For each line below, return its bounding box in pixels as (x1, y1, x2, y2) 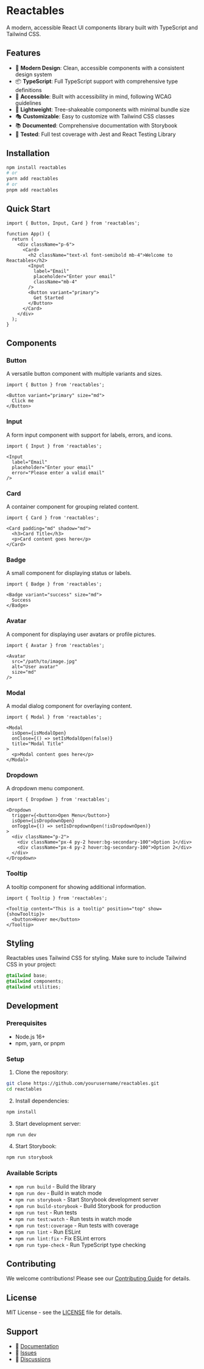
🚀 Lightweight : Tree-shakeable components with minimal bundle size (15, 105, 190, 113)
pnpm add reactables (6, 187, 59, 193)
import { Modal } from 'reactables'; (6, 714, 102, 720)
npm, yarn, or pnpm (15, 1039, 65, 1046)
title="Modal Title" (12, 740, 64, 747)
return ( (12, 236, 34, 242)
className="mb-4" (33, 279, 78, 285)
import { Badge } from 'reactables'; (6, 581, 102, 587)
